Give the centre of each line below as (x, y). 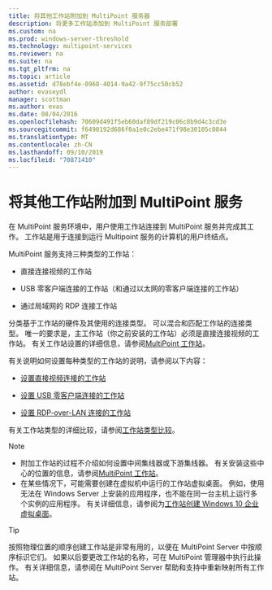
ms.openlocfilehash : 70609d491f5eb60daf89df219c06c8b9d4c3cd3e (118, 122)
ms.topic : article (39, 76)
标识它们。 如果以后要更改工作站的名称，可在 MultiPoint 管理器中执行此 (134, 557)
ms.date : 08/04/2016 (43, 115)
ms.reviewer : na (36, 54)
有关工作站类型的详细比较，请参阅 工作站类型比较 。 (94, 430)
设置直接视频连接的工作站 (63, 378)
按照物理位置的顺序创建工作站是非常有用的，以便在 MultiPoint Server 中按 (132, 547)
